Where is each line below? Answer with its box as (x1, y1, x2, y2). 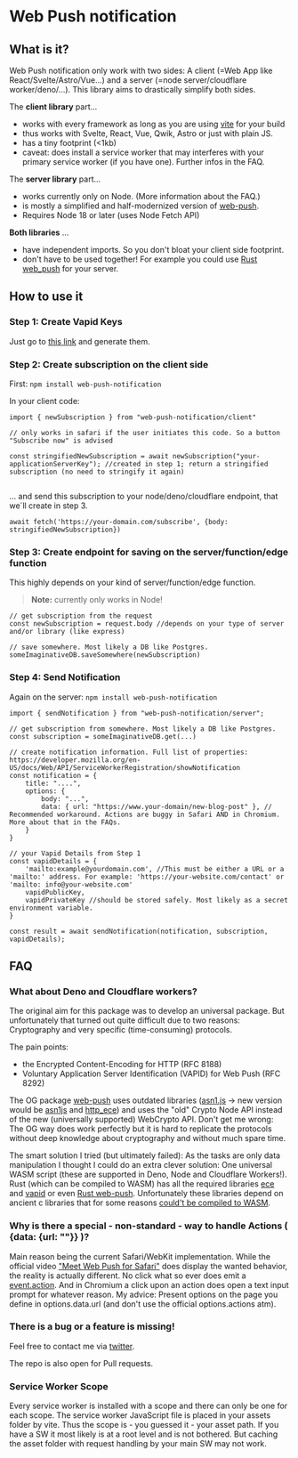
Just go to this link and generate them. (9, 336, 150, 346)
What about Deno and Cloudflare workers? (9, 985, 197, 998)
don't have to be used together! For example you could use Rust (21, 254, 258, 264)
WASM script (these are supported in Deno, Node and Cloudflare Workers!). (9, 1169, 287, 1180)
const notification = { (9, 771, 98, 780)
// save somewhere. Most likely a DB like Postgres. (9, 643, 209, 652)
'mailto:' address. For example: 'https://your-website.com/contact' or (9, 872, 285, 881)
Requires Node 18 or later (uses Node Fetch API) (21, 210, 200, 220)
